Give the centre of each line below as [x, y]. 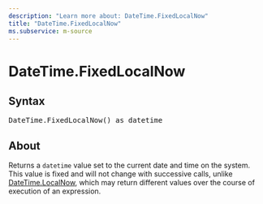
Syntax [27, 101]
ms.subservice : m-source [50, 31]
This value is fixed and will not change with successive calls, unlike [121, 174]
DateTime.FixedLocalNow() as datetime [86, 120]
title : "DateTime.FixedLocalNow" [65, 24]
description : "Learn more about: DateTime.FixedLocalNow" [108, 16]
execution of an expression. [55, 191]
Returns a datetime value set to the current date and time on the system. [129, 165]
